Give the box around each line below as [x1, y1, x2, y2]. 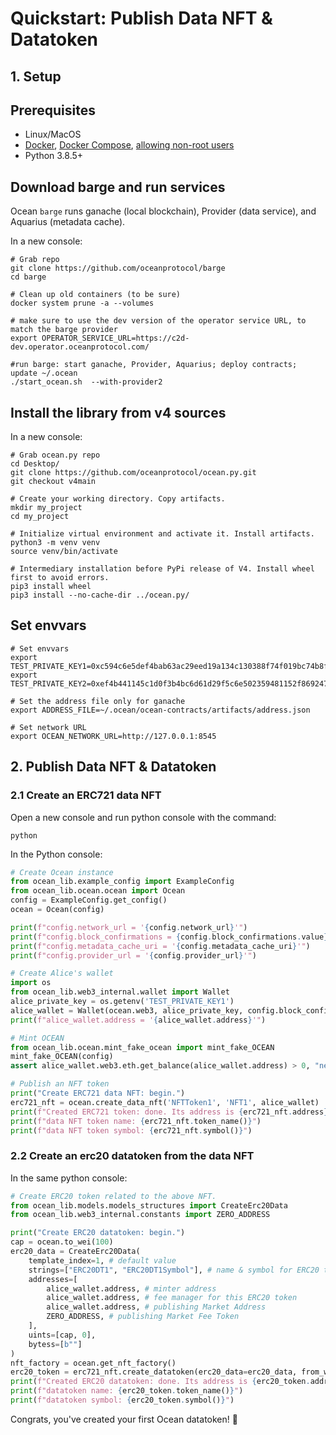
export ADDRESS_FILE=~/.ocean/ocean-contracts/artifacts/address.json [10, 705, 311, 715]
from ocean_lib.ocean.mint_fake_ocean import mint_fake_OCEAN [10, 1042, 275, 1052]
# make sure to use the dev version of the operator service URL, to [10, 316, 307, 326]
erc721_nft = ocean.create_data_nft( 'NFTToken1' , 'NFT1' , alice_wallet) [10, 1097, 320, 1107]
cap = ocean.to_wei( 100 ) [10, 1237, 114, 1247]
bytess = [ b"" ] [28, 1339, 83, 1349]
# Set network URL [10, 722, 87, 732]
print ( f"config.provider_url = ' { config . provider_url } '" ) [10, 950, 257, 961]
